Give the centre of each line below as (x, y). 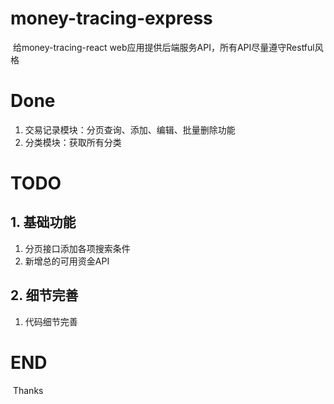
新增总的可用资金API (67, 261)
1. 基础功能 (43, 222)
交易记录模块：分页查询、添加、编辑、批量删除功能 (130, 129)
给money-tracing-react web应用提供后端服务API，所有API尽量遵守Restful (163, 47)
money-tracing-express (111, 18)
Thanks (28, 390)
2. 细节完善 (44, 295)
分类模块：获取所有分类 (73, 142)
